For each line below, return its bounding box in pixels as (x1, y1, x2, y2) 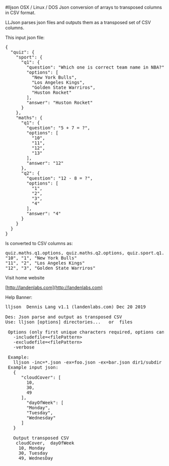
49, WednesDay (18, 455, 53, 461)
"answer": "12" (26, 160, 64, 166)
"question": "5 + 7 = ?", (26, 125, 91, 131)
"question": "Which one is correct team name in (26, 65, 149, 70)
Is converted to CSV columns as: (5, 241, 73, 246)
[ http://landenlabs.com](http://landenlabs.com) (5, 284, 103, 290)
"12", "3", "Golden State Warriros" (5, 265, 96, 271)
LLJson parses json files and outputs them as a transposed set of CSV (5, 20, 151, 25)
